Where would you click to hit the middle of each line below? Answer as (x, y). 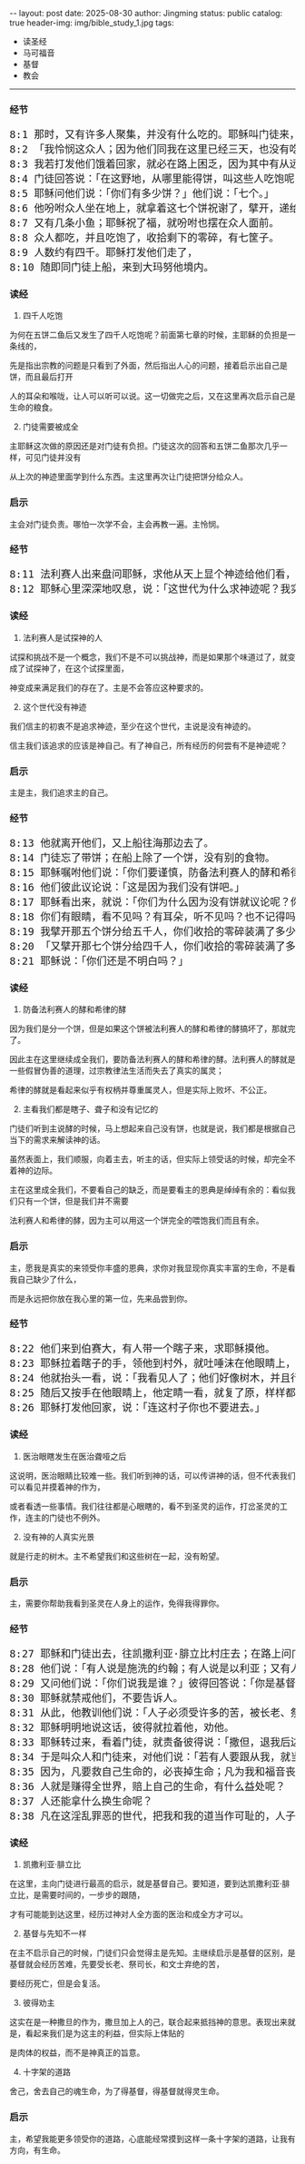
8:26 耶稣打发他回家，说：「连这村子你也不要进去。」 (138, 1408)
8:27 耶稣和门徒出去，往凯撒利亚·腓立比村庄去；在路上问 (151, 1653)
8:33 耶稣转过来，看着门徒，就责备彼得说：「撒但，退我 (145, 1742)
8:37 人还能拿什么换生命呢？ (81, 1801)
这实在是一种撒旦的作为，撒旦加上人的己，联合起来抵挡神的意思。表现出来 (148, 2022)
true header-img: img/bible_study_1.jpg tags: (92, 23)
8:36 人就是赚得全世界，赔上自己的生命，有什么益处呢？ (148, 1786)
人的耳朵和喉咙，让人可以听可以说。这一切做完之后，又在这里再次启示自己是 (152, 396)
